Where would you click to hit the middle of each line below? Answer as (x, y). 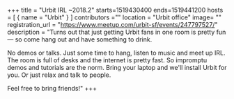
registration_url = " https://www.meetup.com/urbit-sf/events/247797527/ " (112, 25)
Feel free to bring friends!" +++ (52, 88)
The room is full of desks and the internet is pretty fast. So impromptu (107, 60)
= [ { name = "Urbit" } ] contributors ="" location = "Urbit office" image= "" (114, 17)
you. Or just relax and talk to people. (59, 75)
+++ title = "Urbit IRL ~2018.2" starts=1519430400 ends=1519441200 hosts (115, 10)
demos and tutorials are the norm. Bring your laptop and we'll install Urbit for (117, 67)
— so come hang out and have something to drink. (80, 39)
